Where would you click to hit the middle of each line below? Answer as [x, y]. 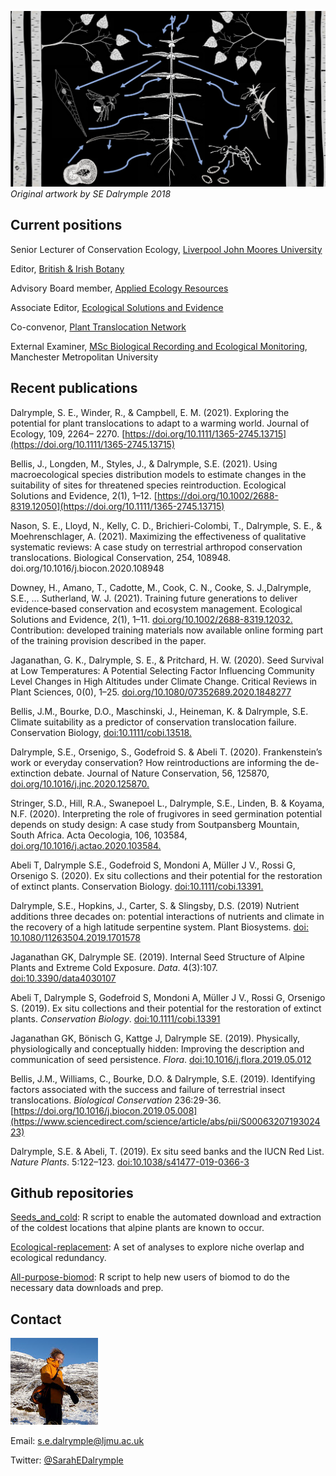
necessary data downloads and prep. [87, 1288]
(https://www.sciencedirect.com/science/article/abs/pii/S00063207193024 [165, 1121]
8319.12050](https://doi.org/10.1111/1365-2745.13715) [117, 506]
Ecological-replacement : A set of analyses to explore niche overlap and [157, 1247]
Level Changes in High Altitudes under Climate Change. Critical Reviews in [164, 681]
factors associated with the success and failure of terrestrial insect [148, 1089]
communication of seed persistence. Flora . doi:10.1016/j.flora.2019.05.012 [161, 1059]
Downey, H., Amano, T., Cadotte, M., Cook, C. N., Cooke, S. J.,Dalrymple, [161, 587]
